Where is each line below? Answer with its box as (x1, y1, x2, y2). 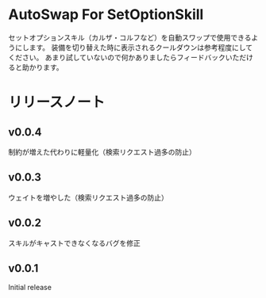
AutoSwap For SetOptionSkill (8, 6, 204, 24)
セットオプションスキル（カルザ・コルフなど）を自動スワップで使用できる (8, 32, 252, 42)
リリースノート (8, 94, 106, 112)
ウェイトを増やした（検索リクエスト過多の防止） (8, 193, 168, 202)
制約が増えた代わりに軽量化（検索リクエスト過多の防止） (8, 147, 196, 156)
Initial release (8, 283, 52, 292)
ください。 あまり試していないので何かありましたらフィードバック (8, 52, 226, 62)
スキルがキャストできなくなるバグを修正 (8, 238, 141, 247)
